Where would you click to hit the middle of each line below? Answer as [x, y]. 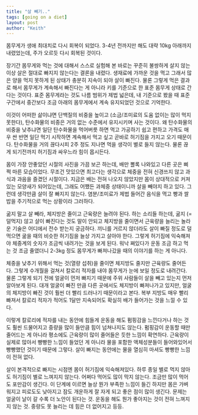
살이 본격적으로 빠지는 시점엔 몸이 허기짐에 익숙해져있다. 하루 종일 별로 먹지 [93, 370]
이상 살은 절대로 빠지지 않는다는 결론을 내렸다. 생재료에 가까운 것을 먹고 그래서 [96, 73]
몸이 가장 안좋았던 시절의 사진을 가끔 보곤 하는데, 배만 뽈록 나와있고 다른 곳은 [94, 164]
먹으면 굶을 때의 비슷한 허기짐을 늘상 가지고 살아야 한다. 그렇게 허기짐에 [88, 236]
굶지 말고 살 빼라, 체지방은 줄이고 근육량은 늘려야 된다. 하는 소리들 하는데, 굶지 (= [99, 214]
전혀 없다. [23, 357]
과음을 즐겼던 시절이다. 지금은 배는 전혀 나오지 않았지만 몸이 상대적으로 [98, 179]
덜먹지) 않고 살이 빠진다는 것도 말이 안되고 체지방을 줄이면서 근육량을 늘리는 [93, 221]
